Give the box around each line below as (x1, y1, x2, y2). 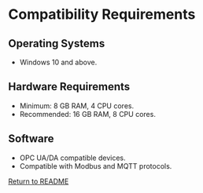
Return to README (8, 177, 69, 186)
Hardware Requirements (8, 80, 131, 93)
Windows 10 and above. (19, 57, 98, 67)
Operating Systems (8, 37, 105, 50)
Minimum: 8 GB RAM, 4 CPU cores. (19, 100, 135, 111)
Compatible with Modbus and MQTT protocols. (19, 161, 172, 170)
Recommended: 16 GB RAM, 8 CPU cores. (19, 109, 156, 118)
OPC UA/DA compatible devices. (19, 153, 126, 162)
